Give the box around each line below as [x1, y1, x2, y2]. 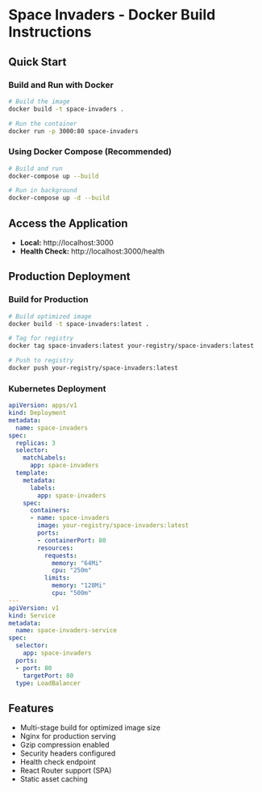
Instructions [8, 23, 92, 41]
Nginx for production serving [19, 731, 117, 741]
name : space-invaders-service [15, 626, 117, 635]
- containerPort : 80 [37, 536, 106, 544]
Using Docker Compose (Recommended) [8, 146, 172, 157]
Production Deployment [8, 270, 131, 283]
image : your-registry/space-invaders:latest [37, 522, 189, 530]
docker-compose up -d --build [8, 194, 110, 203]
